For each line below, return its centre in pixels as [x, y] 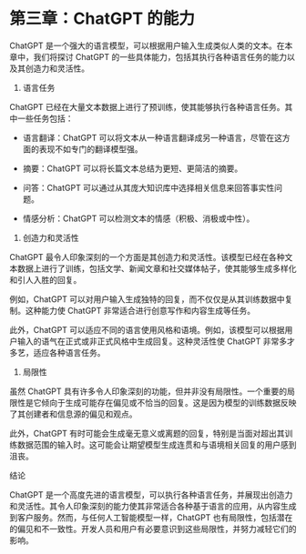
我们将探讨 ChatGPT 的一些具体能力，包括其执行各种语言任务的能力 [160, 56]
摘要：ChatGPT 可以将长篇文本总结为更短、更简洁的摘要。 [133, 168]
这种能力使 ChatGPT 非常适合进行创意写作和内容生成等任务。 [140, 310]
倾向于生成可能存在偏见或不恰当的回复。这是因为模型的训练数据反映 [168, 402]
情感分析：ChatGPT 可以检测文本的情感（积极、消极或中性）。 [138, 218]
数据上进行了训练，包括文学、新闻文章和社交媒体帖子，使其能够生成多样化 [157, 268]
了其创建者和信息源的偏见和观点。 [73, 414]
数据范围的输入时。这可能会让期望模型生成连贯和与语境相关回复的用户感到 [157, 444]
